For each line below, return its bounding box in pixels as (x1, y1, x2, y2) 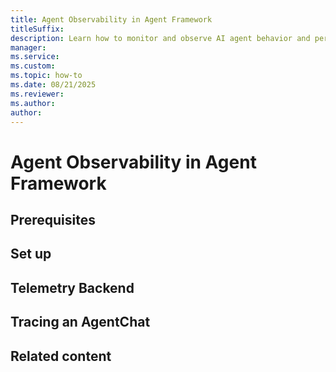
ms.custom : (10, 61, 56, 71)
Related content (10, 347, 112, 365)
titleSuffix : (10, 24, 65, 34)
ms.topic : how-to (10, 71, 83, 81)
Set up (10, 246, 52, 263)
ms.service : (10, 52, 60, 62)
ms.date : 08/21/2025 (10, 80, 97, 90)
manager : (10, 42, 47, 53)
